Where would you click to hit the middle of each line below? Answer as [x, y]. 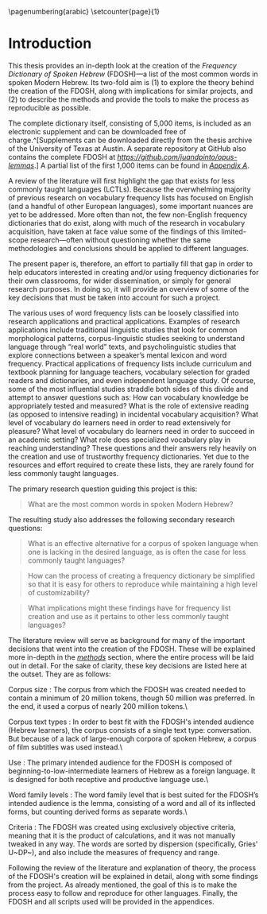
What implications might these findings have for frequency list [129, 608]
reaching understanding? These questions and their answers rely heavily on [132, 447]
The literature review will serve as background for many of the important [127, 640]
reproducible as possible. [50, 107]
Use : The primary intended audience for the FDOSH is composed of [120, 762]
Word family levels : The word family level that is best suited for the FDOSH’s [133, 795]
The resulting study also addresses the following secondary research [122, 519]
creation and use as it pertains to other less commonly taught [128, 616]
